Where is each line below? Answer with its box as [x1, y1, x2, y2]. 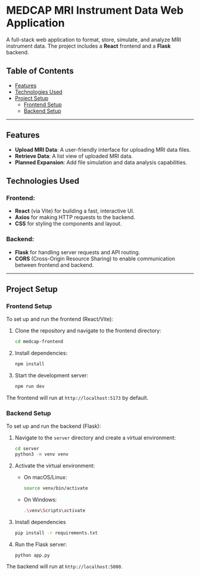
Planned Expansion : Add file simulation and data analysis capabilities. [14, 159, 187, 166]
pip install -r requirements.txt [14, 529, 98, 536]
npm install [14, 361, 45, 367]
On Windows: [23, 496, 57, 503]
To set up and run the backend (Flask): [6, 423, 101, 430]
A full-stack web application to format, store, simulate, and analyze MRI [6, 36, 182, 43]
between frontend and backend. [14, 261, 94, 269]
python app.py [14, 552, 50, 558]
